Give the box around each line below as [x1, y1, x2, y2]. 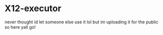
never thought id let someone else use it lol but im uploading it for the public [4, 19, 159, 25]
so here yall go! [4, 24, 36, 30]
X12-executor [4, 3, 62, 14]
